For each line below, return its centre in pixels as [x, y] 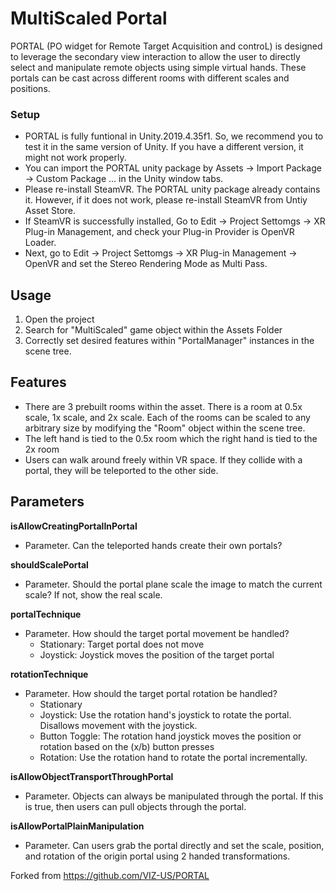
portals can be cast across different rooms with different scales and [150, 78]
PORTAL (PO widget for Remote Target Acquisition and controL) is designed [166, 46]
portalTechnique [46, 614]
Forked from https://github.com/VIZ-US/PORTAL [110, 875]
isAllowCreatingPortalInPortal [74, 526]
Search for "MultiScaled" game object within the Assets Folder [153, 330]
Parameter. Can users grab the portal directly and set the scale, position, [174, 845]
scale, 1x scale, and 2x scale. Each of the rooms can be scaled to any [167, 417]
